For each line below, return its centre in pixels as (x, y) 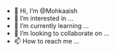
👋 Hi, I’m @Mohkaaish (46, 11)
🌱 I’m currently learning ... (51, 26)
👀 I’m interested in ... (44, 18)
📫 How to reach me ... (46, 41)
